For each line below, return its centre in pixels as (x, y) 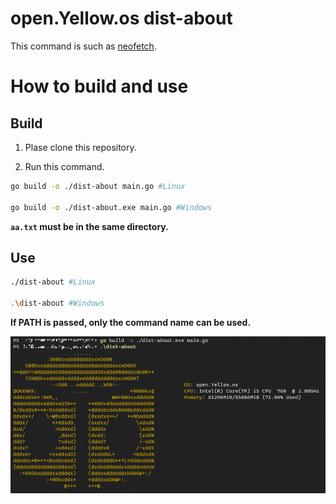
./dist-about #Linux (53, 282)
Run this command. (64, 166)
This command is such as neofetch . (83, 46)
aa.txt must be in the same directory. (89, 226)
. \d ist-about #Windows (57, 303)
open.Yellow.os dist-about (121, 18)
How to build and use (99, 86)
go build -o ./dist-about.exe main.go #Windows (111, 207)
